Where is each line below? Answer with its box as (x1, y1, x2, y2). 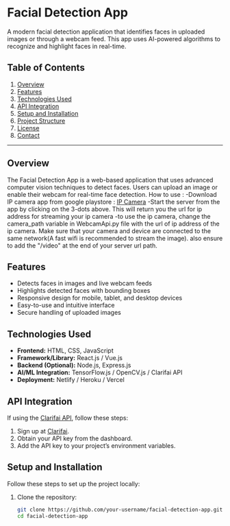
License (16, 123, 40, 132)
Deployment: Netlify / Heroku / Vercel (16, 376, 125, 384)
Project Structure (16, 117, 66, 125)
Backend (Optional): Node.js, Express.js (16, 361, 131, 370)
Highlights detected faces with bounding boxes (16, 287, 151, 295)
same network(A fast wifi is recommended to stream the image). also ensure (7, 234, 223, 242)
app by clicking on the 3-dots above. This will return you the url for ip (7, 204, 203, 213)
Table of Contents (7, 62, 86, 73)
